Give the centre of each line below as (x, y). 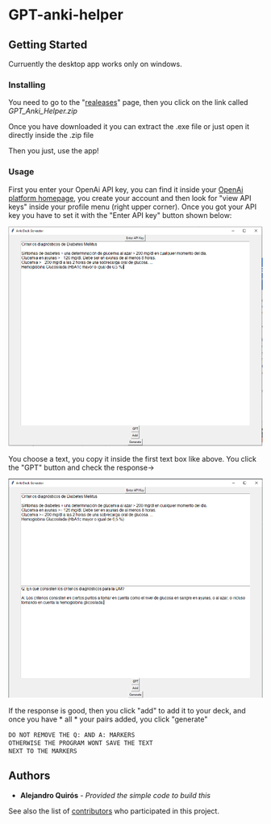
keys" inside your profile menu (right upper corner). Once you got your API (132, 207)
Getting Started (48, 45)
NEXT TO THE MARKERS (43, 751)
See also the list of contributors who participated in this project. (114, 811)
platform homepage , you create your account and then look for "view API (130, 198)
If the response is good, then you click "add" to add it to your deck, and (127, 710)
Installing (27, 85)
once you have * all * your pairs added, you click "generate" (108, 719)
